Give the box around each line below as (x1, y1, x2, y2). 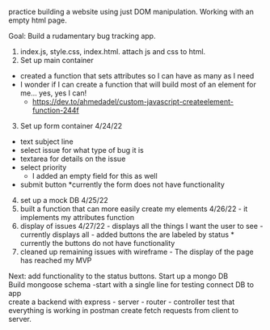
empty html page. (8, 15, 67, 25)
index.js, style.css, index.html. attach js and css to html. (19, 47, 206, 56)
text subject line (19, 137, 74, 146)
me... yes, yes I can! (19, 88, 87, 98)
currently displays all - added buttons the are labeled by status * (19, 230, 234, 239)
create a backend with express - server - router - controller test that (8, 297, 235, 307)
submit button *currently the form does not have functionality (19, 180, 225, 189)
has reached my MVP (19, 256, 92, 265)
